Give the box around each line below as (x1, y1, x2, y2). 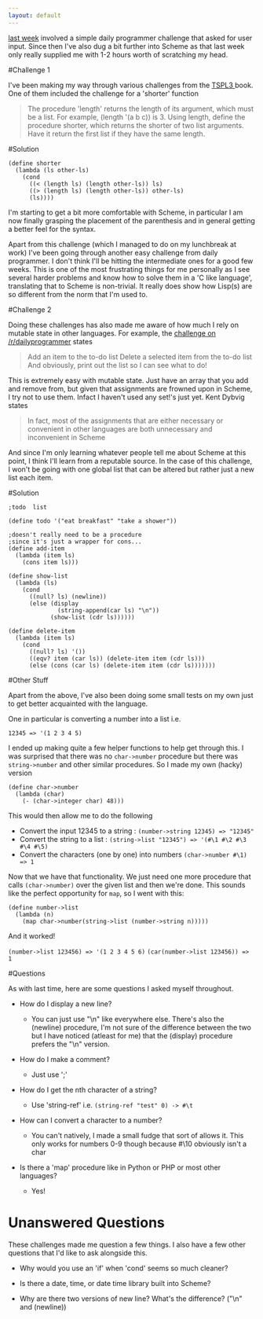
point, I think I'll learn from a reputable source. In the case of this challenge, (8, 456, 253, 465)
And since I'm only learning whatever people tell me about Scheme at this (8, 447, 247, 457)
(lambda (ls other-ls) (15, 166, 89, 174)
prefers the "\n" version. (31, 1039, 110, 1049)
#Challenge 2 (8, 304, 52, 314)
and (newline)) (19, 1302, 67, 1311)
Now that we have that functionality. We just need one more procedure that (8, 872, 251, 881)
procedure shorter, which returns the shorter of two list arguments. (27, 120, 245, 130)
